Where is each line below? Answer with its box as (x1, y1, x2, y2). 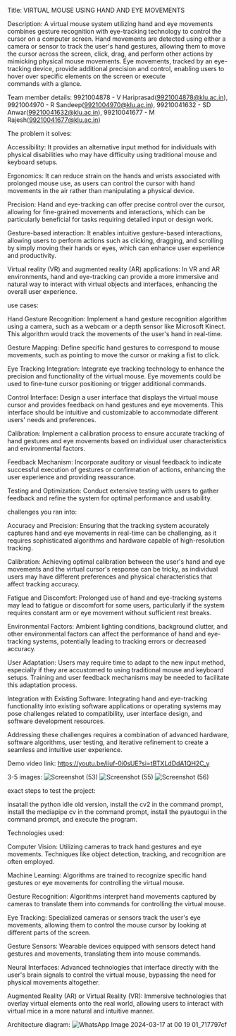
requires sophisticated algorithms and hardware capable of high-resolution (7, 536, 225, 545)
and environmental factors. (7, 444, 86, 452)
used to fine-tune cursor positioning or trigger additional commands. (7, 380, 206, 388)
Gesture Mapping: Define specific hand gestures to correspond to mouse (7, 343, 220, 352)
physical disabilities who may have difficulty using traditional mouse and (7, 151, 217, 159)
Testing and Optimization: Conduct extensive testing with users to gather (7, 486, 219, 495)
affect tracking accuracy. (7, 580, 80, 588)
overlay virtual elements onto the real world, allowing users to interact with (7, 999, 224, 1007)
